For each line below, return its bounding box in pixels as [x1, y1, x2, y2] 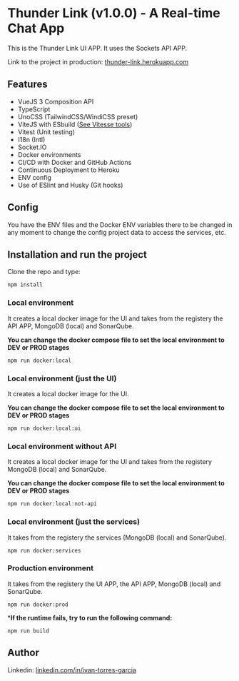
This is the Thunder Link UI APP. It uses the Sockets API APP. [7, 44, 188, 52]
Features [7, 79, 48, 91]
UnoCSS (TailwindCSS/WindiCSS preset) [17, 112, 138, 121]
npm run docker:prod [7, 601, 69, 608]
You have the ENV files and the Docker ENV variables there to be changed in [7, 220, 233, 229]
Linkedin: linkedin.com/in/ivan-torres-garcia [7, 665, 137, 674]
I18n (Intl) [17, 135, 46, 143]
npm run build [7, 627, 50, 635]
